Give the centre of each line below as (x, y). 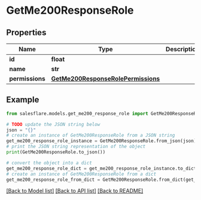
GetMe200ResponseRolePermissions (106, 79)
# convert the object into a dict (49, 163)
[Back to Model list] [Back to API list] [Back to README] (75, 191)
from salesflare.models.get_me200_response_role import (77, 113)
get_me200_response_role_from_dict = (53, 180)
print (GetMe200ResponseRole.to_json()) (56, 152)
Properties (26, 33)
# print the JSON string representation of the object (76, 147)
